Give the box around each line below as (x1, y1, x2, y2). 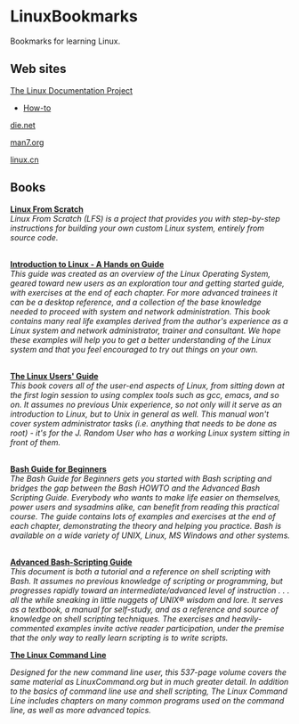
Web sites (10, 61, 67, 77)
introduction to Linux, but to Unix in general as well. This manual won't (10, 408, 270, 419)
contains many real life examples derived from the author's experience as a (10, 315, 288, 326)
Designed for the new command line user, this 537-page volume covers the (10, 666, 287, 678)
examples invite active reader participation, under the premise (55, 622, 285, 633)
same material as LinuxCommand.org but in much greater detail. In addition (10, 676, 289, 687)
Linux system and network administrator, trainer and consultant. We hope (10, 325, 281, 336)
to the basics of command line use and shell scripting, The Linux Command (10, 686, 288, 696)
